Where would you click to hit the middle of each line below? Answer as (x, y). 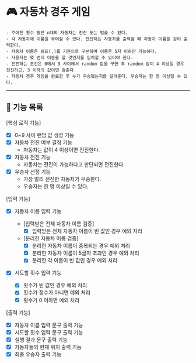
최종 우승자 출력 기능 (38, 354)
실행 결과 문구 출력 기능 (41, 340)
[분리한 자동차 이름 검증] (51, 238)
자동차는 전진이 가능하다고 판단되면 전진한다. (74, 164)
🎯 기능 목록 (25, 107)
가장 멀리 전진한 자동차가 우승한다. (62, 179)
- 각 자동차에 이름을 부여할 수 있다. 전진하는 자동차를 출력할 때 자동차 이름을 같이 (94, 39)
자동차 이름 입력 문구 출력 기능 (49, 325)
